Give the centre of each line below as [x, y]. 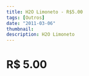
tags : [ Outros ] [26, 18]
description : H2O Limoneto [41, 35]
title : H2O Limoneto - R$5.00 [45, 12]
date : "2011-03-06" [31, 23]
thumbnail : [20, 29]
